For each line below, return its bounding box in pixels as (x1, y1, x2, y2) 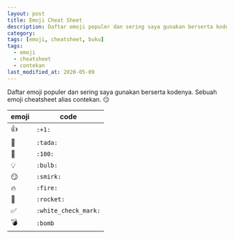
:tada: (36, 139, 58, 146)
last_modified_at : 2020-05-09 (7, 68, 95, 75)
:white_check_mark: (36, 206, 101, 215)
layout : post (7, 10, 45, 17)
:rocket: (36, 195, 65, 203)
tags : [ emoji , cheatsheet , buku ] (7, 36, 104, 43)
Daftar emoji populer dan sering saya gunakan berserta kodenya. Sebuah (7, 88, 217, 96)
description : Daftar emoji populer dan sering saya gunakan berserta (7, 23, 214, 30)
